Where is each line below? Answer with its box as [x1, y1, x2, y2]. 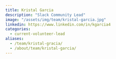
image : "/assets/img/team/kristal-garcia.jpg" [5, 17, 106, 22]
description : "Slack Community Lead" [5, 12, 86, 17]
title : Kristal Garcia [5, 7, 54, 13]
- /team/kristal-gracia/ [10, 41, 63, 46]
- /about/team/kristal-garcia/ [10, 46, 77, 51]
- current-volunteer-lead [10, 31, 65, 36]
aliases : [5, 36, 24, 42]
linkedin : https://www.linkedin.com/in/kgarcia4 [5, 22, 111, 27]
